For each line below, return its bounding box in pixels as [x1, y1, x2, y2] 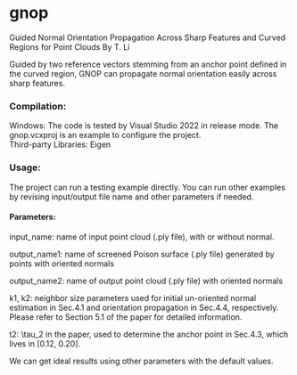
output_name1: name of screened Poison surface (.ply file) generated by [9, 249, 275, 259]
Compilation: [9, 100, 67, 112]
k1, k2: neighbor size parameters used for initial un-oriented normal [9, 292, 257, 303]
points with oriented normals [9, 257, 114, 269]
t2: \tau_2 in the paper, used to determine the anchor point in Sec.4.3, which [9, 329, 289, 339]
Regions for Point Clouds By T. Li [9, 41, 130, 52]
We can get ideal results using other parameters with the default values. [9, 355, 274, 366]
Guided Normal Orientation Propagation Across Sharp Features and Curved [9, 32, 286, 43]
